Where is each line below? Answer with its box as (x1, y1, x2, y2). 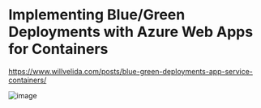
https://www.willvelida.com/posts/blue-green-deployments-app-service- (8, 66, 254, 76)
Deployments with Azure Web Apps (8, 23, 254, 41)
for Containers (8, 40, 109, 58)
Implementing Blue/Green (8, 6, 186, 24)
